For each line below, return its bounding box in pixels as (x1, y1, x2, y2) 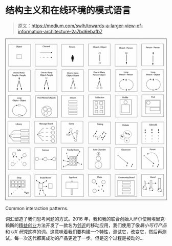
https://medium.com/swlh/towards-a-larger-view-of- (31, 23, 143, 29)
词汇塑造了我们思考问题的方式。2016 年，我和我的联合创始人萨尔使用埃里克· (5, 216, 166, 222)
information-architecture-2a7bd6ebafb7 (17, 28, 103, 34)
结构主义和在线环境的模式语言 (5, 5, 132, 16)
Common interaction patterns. (5, 205, 69, 211)
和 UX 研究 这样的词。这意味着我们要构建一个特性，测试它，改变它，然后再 (5, 229, 162, 235)
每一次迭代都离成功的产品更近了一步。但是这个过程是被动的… (14, 235, 144, 241)
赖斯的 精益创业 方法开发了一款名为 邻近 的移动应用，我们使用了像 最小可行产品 (5, 222, 167, 228)
